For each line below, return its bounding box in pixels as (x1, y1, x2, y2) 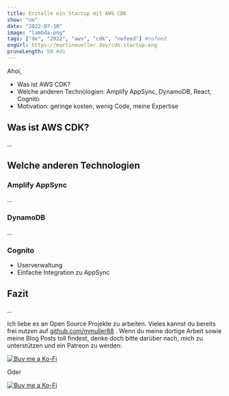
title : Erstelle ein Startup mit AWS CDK (7, 10, 127, 17)
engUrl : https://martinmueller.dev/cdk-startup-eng (7, 42, 157, 49)
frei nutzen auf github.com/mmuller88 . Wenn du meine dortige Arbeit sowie (7, 326, 222, 335)
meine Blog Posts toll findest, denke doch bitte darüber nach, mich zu (7, 334, 204, 342)
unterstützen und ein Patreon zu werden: (7, 341, 122, 349)
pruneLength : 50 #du (7, 49, 66, 55)
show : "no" (7, 16, 38, 23)
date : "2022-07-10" (7, 23, 63, 29)
